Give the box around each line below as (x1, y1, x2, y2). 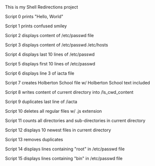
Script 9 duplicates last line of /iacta (5, 99, 77, 104)
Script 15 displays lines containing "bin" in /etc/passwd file (5, 156, 123, 161)
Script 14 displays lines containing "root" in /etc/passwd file (5, 146, 125, 152)
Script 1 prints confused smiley (5, 23, 67, 29)
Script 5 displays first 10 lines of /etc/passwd (5, 61, 96, 66)
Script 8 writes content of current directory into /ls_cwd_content (5, 89, 134, 95)
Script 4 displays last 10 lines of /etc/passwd (5, 51, 95, 57)
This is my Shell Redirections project (5, 4, 78, 10)
